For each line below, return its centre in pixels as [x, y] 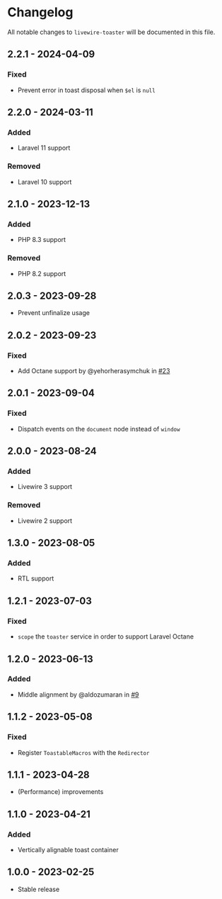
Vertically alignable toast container [68, 850]
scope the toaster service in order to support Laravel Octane [106, 636]
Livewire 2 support [45, 520]
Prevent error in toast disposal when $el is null [86, 90]
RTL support [36, 578]
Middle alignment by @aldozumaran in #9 [78, 694]
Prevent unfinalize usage [54, 313]
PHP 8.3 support [41, 240]
